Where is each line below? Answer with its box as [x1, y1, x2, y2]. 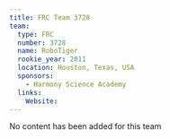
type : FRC [17, 30, 54, 39]
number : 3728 [17, 38, 67, 48]
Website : [25, 96, 58, 106]
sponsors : [17, 72, 54, 81]
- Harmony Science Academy [25, 80, 127, 89]
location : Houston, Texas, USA [17, 64, 135, 73]
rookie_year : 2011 [17, 55, 87, 64]
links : [17, 88, 42, 97]
